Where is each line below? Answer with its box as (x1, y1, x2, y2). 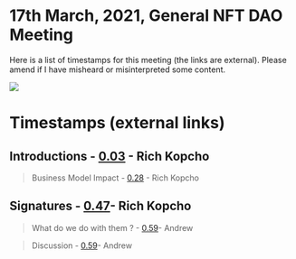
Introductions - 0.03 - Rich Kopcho (9, 148, 210, 163)
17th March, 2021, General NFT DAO (9, 5, 283, 26)
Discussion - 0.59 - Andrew (31, 240, 133, 251)
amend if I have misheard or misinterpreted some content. (9, 64, 226, 75)
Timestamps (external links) (9, 113, 225, 134)
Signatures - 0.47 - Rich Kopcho (9, 199, 192, 214)
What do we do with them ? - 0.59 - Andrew (31, 222, 194, 233)
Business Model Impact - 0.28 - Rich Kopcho (31, 172, 199, 183)
